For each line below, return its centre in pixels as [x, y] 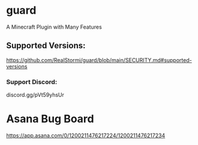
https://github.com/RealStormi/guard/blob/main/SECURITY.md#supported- [99, 60]
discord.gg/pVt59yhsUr [35, 95]
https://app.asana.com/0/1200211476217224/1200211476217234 [86, 135]
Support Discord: [32, 82]
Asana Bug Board [50, 119]
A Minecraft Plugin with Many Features [54, 27]
